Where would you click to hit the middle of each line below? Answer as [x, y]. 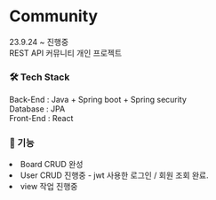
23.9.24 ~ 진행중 [39, 42]
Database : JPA [37, 109]
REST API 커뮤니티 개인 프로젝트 [66, 53]
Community [54, 16]
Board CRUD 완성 [52, 164]
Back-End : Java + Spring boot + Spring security [98, 100]
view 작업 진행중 [49, 186]
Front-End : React [41, 119]
